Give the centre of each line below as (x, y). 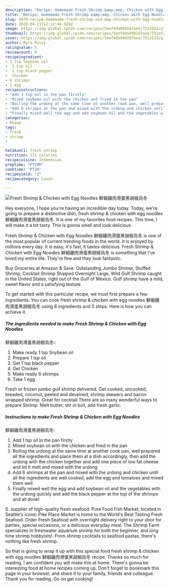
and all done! (26, 499)
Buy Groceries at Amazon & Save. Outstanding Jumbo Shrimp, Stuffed (78, 268)
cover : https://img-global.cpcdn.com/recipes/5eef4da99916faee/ (74, 38)
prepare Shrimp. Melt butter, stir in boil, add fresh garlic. (63, 405)
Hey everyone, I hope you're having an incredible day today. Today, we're (81, 208)
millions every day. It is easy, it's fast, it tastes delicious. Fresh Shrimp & (79, 247)
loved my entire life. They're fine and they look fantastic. (64, 259)
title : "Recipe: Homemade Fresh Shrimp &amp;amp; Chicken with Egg (77, 15)
